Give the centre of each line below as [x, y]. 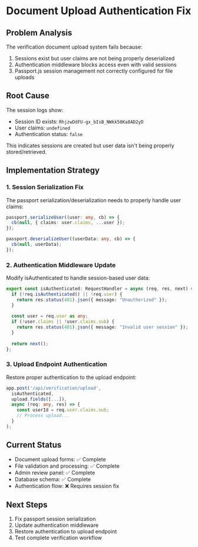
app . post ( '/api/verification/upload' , [54, 388]
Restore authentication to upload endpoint [66, 532]
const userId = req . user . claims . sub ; [63, 410]
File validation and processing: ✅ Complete [67, 466]
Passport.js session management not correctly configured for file [94, 71]
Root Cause [28, 96]
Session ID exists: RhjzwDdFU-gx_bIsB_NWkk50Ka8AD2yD [79, 121]
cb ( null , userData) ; [37, 244]
